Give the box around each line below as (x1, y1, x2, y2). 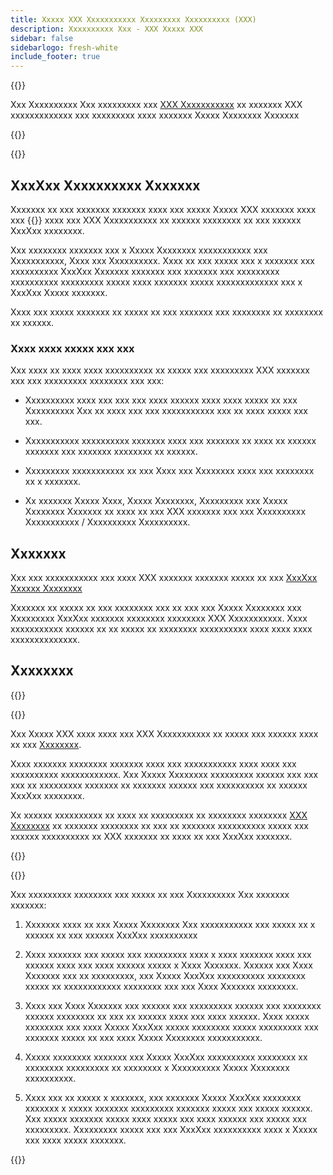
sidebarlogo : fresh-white (10, 42, 118, 53)
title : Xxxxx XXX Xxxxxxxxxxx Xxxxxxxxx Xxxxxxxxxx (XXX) (10, 14, 257, 25)
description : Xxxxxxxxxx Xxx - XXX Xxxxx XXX (10, 24, 203, 34)
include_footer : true (10, 52, 101, 62)
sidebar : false (10, 33, 74, 43)
